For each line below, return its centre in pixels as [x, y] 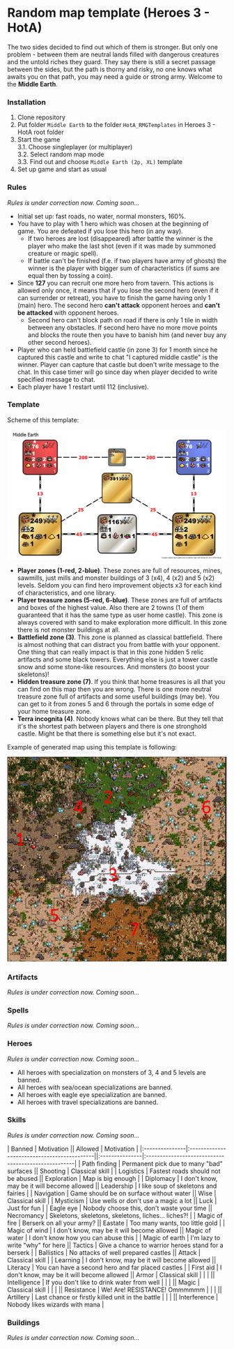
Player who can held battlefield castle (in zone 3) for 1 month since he [117, 350]
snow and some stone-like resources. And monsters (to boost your [113, 667]
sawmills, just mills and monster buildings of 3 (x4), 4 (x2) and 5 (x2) [116, 578]
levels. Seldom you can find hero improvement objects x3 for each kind [119, 586]
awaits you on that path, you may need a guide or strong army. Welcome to [115, 76]
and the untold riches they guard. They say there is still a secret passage [111, 61]
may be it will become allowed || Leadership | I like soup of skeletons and [112, 1186]
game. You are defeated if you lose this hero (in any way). [100, 231]
